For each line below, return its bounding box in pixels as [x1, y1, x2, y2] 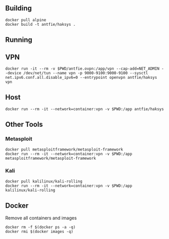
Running [5, 35, 33, 44]
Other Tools [5, 120, 43, 129]
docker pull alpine [5, 17, 47, 22]
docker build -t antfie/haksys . [5, 22, 76, 27]
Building [5, 4, 32, 13]
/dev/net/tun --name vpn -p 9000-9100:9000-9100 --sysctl [23, 71, 148, 76]
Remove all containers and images [5, 215, 77, 221]
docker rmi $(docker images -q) [5, 229, 73, 234]
